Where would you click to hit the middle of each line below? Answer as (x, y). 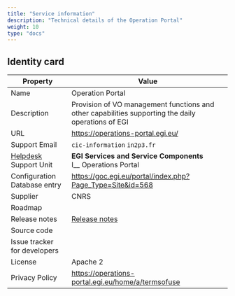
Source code (32, 230)
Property (38, 81)
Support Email (34, 145)
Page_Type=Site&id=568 (112, 185)
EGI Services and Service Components (137, 156)
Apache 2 (87, 262)
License (24, 262)
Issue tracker (32, 242)
